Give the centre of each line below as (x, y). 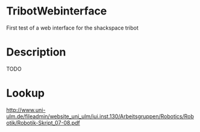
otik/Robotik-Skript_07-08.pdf (43, 122)
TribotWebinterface (57, 11)
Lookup (26, 93)
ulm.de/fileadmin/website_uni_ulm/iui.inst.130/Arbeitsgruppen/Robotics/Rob (100, 116)
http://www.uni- (26, 110)
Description (36, 52)
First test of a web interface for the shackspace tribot (72, 28)
